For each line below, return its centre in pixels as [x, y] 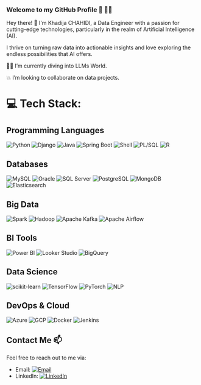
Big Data [23, 204]
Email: [23, 370]
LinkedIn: [26, 376]
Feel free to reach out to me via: [46, 358]
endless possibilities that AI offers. [49, 54]
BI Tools [22, 238]
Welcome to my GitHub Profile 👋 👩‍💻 [59, 10]
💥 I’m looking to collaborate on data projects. [63, 78]
